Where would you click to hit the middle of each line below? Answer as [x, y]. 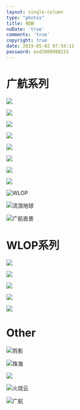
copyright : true [27, 40]
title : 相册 [20, 23]
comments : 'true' [28, 35]
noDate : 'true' [25, 29]
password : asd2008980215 [38, 52]
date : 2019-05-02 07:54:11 [40, 46]
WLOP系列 [33, 245]
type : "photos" [25, 18]
